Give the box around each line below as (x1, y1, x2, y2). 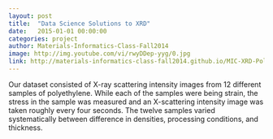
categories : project (8, 34, 79, 43)
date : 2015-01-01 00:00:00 (8, 27, 107, 35)
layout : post (8, 11, 53, 20)
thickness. (8, 123, 43, 132)
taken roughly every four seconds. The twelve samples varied (8, 105, 215, 115)
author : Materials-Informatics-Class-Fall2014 (8, 42, 169, 50)
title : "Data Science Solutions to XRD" (8, 20, 151, 28)
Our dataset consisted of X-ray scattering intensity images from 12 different (8, 79, 262, 89)
